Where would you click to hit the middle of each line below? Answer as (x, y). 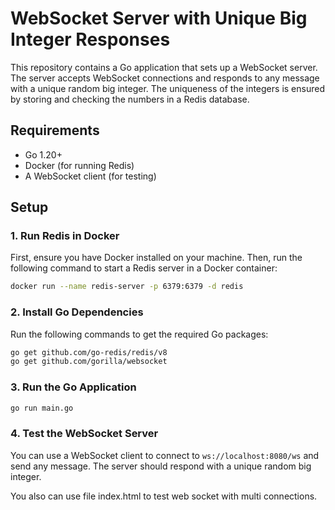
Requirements (55, 130)
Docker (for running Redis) (79, 165)
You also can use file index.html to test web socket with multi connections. (164, 496)
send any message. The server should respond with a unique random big (161, 466)
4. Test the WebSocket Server (84, 434)
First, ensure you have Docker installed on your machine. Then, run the (156, 258)
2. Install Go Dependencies (77, 312)
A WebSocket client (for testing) (90, 176)
